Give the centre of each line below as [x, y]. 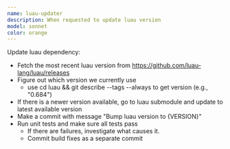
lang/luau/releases [43, 73]
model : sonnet [27, 26]
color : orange [27, 33]
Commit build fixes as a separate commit [85, 139]
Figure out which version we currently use [77, 80]
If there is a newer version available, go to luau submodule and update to [120, 102]
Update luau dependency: [44, 52]
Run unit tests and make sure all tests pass [78, 124]
